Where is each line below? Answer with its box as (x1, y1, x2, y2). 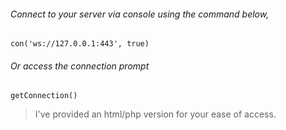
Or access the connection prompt (10, 60, 150, 72)
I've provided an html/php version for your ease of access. (34, 108, 277, 120)
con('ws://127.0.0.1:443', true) (10, 39, 150, 49)
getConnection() (10, 91, 78, 101)
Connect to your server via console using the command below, (10, 8, 270, 20)
